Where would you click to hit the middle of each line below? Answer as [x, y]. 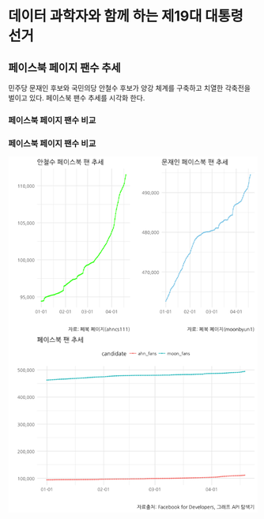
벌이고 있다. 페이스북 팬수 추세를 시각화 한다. [77, 98]
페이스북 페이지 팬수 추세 [64, 68]
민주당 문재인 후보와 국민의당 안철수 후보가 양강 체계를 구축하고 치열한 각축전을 [130, 88]
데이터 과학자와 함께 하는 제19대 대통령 [126, 16]
